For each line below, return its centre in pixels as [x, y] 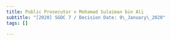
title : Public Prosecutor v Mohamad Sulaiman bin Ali [75, 12]
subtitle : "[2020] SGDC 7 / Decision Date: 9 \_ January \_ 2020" [86, 17]
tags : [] [17, 23]
